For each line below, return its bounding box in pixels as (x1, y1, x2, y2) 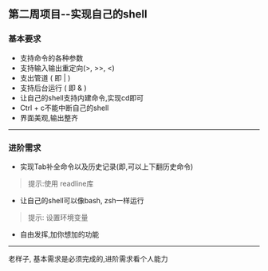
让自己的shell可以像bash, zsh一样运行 (19, 195, 145, 205)
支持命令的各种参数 (19, 53, 84, 62)
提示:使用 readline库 (27, 179, 94, 188)
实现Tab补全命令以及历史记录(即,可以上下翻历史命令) (19, 162, 194, 171)
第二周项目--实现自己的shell (8, 7, 148, 22)
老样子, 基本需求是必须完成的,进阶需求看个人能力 (8, 253, 169, 263)
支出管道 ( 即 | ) (19, 73, 71, 82)
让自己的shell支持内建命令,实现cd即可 (19, 92, 144, 102)
